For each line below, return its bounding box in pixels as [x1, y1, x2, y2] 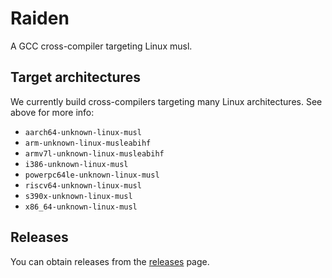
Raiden [10, 7, 70, 30]
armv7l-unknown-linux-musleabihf [24, 148, 165, 159]
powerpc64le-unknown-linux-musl [24, 170, 160, 180]
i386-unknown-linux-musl [24, 159, 129, 169]
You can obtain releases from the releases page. [10, 255, 210, 267]
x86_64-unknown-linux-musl [24, 202, 138, 212]
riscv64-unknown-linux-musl [24, 180, 142, 191]
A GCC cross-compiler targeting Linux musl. [10, 40, 193, 52]
